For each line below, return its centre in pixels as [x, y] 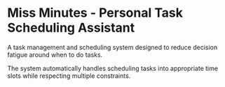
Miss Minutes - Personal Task [95, 13]
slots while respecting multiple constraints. [69, 76]
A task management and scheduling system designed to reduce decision [112, 47]
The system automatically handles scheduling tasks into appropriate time [113, 68]
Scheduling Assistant [71, 28]
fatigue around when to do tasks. [55, 55]
